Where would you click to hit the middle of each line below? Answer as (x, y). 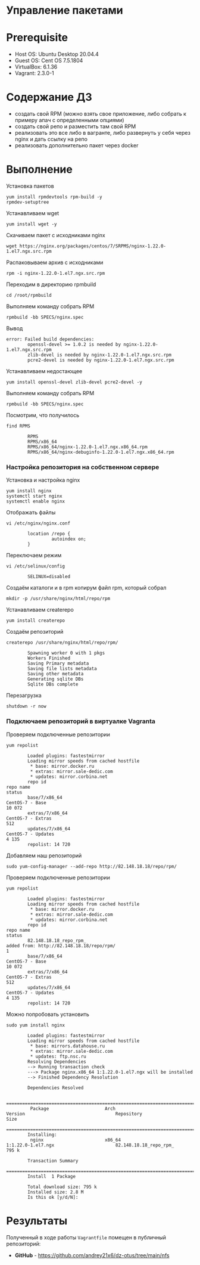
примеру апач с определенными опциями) (69, 120)
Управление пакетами (65, 10)
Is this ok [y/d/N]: (53, 1197)
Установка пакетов (30, 186)
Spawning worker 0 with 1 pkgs (66, 653)
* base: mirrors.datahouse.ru (68, 1046)
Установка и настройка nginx (43, 480)
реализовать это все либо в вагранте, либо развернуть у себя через (102, 133)
